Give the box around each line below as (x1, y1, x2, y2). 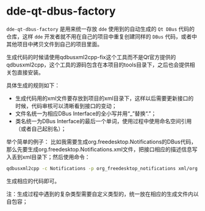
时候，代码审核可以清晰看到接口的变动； (15, 102, 117, 109)
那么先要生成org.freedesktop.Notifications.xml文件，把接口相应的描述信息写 (6, 145, 198, 153)
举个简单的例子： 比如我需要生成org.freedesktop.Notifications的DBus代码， (6, 138, 197, 145)
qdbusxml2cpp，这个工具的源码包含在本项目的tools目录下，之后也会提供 (6, 61, 190, 68)
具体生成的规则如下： (6, 81, 60, 89)
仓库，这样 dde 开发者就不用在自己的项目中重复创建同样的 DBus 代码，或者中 (6, 32, 197, 40)
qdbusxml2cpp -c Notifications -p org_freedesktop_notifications (6, 165, 176, 171)
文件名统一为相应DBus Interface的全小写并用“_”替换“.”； (15, 110, 157, 117)
